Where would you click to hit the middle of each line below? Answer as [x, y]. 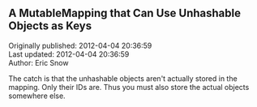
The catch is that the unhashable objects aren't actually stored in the [123, 78]
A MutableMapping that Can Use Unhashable [125, 13]
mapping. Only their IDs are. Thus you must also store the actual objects [129, 87]
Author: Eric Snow [39, 62]
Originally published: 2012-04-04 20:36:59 [80, 45]
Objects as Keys [50, 26]
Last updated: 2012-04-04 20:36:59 [69, 54]
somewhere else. [37, 96]
